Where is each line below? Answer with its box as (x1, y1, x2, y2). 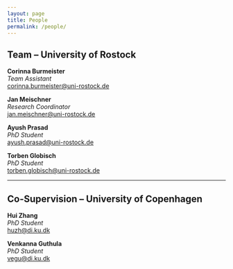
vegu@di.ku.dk (7, 254, 51, 262)
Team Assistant (7, 74, 52, 83)
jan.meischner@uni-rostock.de (7, 110, 96, 119)
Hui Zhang (7, 211, 38, 219)
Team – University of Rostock (7, 49, 137, 60)
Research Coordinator (7, 103, 71, 111)
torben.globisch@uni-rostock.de (7, 166, 101, 175)
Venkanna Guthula (7, 240, 62, 248)
